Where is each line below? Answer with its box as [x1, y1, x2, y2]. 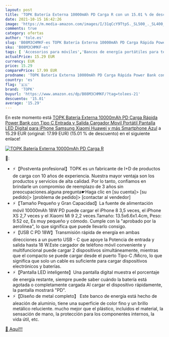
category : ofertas [5, 31, 44, 36]
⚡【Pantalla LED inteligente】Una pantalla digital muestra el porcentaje [12, 269, 160, 275]
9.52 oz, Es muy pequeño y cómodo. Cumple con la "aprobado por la [12, 218, 156, 224]
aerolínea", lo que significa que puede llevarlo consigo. [12, 223, 127, 230]
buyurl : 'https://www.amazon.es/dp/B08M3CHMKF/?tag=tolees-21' [5, 91, 141, 96]
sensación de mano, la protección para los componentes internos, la [12, 311, 155, 317]
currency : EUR [5, 59, 35, 64]
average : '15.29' [5, 101, 42, 106]
